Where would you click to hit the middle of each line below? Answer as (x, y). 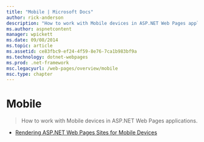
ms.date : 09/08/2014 (32, 40)
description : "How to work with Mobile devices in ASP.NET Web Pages (96, 23)
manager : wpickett (29, 35)
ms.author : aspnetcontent (39, 29)
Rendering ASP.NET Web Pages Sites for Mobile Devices (86, 133)
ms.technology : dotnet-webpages (47, 57)
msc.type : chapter (29, 74)
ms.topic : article (29, 46)
